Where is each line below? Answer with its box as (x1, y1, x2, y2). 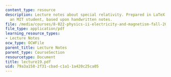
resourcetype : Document (5, 54, 56, 60)
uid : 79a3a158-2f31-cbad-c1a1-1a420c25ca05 (5, 64, 99, 69)
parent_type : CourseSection (5, 50, 65, 55)
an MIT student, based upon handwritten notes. (10, 17, 113, 22)
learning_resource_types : (5, 31, 60, 36)
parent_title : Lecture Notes (5, 45, 67, 50)
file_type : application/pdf (5, 26, 65, 31)
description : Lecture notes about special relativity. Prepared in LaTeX (5, 12, 165, 17)
